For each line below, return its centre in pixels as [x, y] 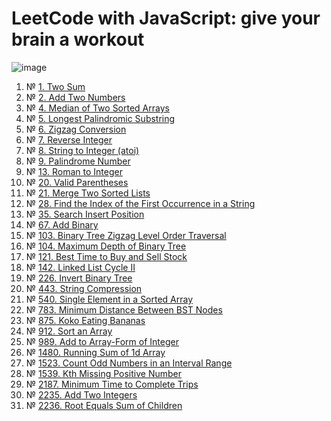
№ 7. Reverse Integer [69, 139]
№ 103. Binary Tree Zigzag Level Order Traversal [126, 235]
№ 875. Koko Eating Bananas [85, 320]
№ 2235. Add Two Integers [81, 394]
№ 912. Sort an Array [69, 331]
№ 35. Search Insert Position [85, 214]
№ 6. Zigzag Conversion [76, 129]
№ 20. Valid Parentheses [77, 182]
